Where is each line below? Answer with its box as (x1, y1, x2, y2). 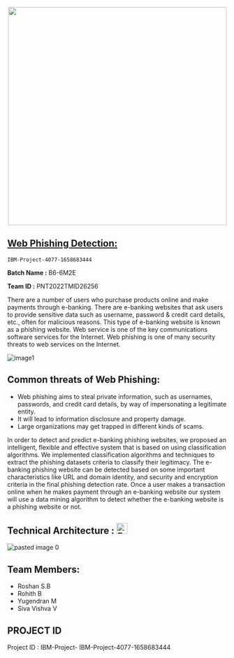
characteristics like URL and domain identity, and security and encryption (7, 472, 219, 481)
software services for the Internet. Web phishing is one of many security (7, 332, 216, 341)
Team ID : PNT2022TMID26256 (7, 282, 99, 290)
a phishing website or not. (7, 502, 82, 511)
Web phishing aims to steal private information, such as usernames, (17, 392, 213, 401)
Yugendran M (17, 597, 57, 606)
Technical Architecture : (7, 525, 115, 537)
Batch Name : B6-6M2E (7, 268, 77, 277)
